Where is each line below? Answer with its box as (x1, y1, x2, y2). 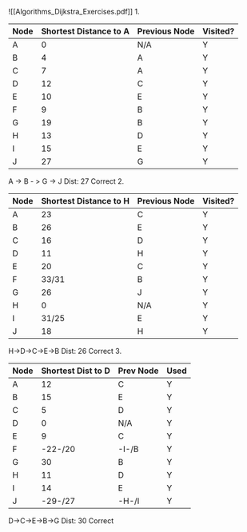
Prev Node (118, 365, 159, 376)
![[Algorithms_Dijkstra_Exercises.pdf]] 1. (8, 7, 140, 16)
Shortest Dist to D (41, 365, 110, 376)
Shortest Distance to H (41, 196, 130, 206)
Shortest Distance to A (41, 26, 130, 37)
